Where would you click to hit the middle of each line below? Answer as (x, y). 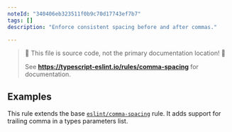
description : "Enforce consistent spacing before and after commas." (112, 27)
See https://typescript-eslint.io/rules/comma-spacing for (111, 67)
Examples (29, 96)
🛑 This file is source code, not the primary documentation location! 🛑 (125, 53)
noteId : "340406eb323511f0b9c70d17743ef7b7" (74, 14)
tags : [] (20, 20)
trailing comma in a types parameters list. (68, 121)
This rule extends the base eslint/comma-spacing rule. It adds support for (114, 114)
